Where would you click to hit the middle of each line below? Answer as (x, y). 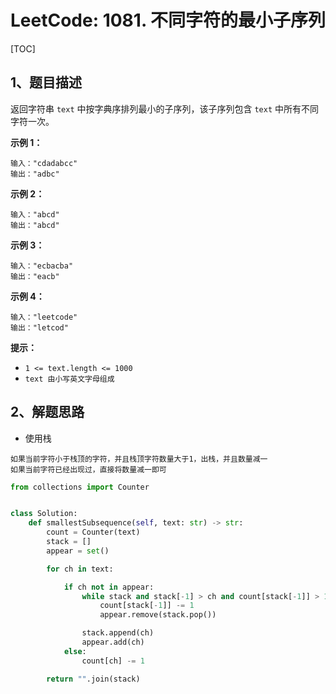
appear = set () (78, 551)
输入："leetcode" (44, 317)
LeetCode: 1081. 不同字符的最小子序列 (168, 20)
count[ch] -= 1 (113, 661)
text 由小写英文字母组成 (69, 379)
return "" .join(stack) (93, 679)
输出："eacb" (35, 276)
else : (75, 651)
